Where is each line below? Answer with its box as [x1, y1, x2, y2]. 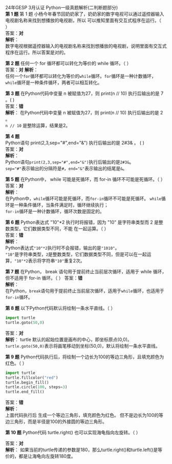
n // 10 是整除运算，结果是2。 [5, 123, 71, 128]
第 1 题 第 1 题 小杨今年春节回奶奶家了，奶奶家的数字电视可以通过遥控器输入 [5, 11, 165, 17]
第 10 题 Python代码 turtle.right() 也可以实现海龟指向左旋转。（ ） [5, 430, 141, 436]
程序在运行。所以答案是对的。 [5, 49, 68, 55]
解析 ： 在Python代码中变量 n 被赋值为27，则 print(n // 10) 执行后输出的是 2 [5, 110, 163, 115]
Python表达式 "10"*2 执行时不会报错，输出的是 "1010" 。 [5, 245, 120, 251]
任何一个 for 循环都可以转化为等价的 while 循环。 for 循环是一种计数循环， [5, 73, 156, 79]
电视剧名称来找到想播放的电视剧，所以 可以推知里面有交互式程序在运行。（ [5, 17, 161, 23]
